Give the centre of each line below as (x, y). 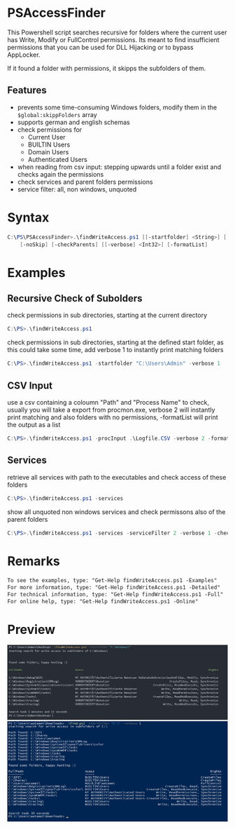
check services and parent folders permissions (85, 182)
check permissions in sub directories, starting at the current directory (107, 315)
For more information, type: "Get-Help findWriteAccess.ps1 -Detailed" (114, 588)
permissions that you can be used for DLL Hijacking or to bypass (100, 47)
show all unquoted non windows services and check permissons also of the (116, 512)
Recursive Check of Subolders (75, 298)
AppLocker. (24, 55)
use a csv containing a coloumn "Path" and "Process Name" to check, (108, 402)
